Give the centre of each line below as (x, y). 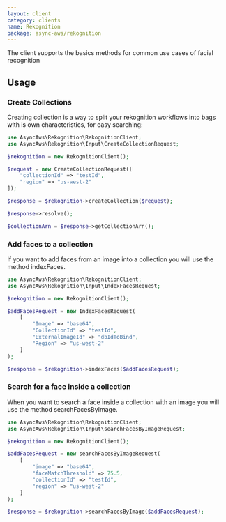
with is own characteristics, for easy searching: (75, 124)
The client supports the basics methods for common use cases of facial (111, 53)
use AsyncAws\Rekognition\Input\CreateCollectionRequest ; (93, 144)
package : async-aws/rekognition (54, 33)
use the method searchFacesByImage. (62, 409)
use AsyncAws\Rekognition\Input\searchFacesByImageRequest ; (97, 429)
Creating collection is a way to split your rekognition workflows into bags (112, 117)
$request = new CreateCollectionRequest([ (70, 169)
